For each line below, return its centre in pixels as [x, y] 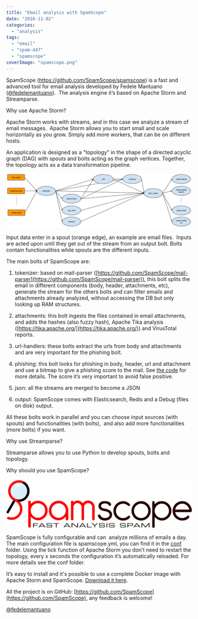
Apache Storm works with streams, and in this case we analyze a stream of [97, 122]
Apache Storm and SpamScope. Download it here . [67, 580]
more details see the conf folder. [46, 562]
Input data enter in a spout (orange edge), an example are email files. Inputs [99, 237]
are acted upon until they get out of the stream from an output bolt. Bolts [94, 244]
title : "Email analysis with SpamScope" [57, 12]
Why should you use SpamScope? [48, 470]
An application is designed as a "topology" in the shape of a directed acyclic [99, 152]
